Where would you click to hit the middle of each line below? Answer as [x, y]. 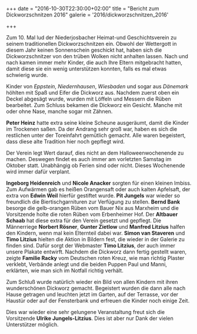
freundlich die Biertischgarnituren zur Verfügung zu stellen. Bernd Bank [93, 202]
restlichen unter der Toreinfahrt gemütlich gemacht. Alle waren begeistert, [96, 135]
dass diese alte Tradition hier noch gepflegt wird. [66, 141]
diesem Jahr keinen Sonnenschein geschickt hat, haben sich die [84, 50]
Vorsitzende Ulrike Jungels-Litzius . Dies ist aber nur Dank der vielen [90, 318]
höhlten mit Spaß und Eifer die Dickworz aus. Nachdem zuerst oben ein [93, 93]
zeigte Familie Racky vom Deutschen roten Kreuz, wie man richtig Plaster [95, 258]
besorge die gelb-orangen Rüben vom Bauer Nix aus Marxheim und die [93, 208]
